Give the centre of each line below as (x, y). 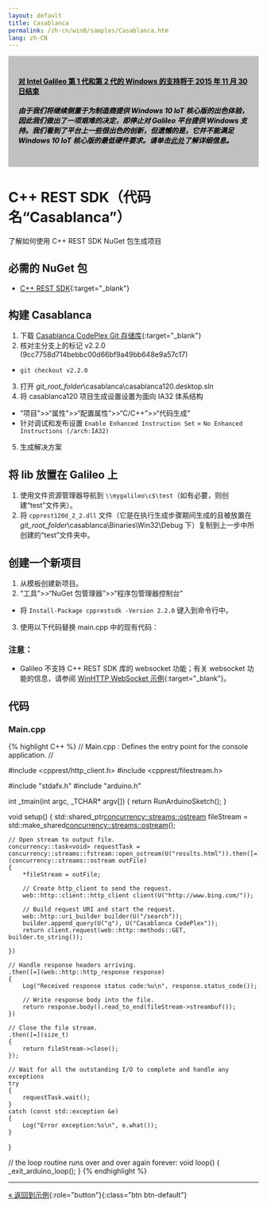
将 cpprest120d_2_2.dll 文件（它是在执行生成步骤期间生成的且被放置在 (135, 515)
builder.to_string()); (46, 937)
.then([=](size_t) (39, 1035)
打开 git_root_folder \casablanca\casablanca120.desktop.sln (117, 386)
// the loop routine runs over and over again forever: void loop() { (114, 1162)
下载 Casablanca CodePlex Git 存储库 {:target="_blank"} (110, 336)
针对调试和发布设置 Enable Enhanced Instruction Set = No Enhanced (131, 424)
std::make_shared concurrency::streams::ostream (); (92, 825)
